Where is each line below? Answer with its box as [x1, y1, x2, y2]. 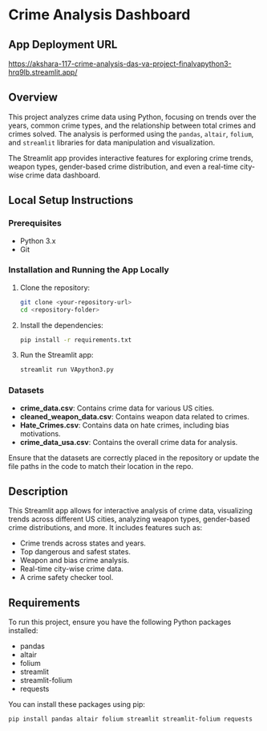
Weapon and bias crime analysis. [19, 556, 130, 566]
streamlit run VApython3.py [19, 365, 114, 374]
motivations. [19, 428, 62, 439]
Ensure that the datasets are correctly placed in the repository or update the [8, 452, 260, 463]
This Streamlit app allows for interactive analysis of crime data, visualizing [8, 506, 253, 516]
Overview [8, 91, 59, 104]
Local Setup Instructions [8, 194, 134, 207]
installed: [8, 626, 38, 635]
